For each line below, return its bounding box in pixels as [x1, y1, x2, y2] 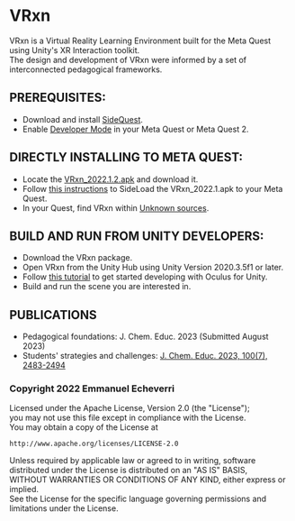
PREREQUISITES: [9, 90, 106, 105]
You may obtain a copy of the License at [9, 422, 159, 433]
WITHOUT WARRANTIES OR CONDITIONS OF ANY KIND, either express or [9, 474, 286, 485]
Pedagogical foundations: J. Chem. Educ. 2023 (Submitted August [22, 331, 269, 343]
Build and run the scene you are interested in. [22, 281, 192, 292]
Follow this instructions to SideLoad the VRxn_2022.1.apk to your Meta [22, 183, 283, 194]
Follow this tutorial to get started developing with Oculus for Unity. [22, 271, 268, 282]
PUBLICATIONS [9, 307, 97, 323]
